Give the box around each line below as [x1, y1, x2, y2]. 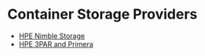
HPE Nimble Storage [18, 31, 86, 40]
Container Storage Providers [7, 5, 198, 23]
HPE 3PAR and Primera [18, 39, 93, 48]
